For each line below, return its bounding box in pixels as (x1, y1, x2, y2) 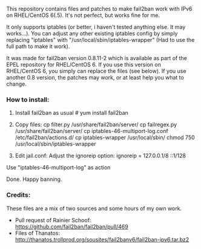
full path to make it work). (6, 43, 70, 50)
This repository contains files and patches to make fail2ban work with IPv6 (6, 5, 193, 12)
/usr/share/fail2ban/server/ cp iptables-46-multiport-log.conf (15, 128, 168, 135)
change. (6, 80, 27, 87)
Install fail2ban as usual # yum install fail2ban (15, 109, 129, 117)
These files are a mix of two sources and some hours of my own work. (6, 205, 182, 212)
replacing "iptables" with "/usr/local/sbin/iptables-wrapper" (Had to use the (6, 36, 195, 43)
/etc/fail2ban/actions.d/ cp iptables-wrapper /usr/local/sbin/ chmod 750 (15, 134, 195, 142)
